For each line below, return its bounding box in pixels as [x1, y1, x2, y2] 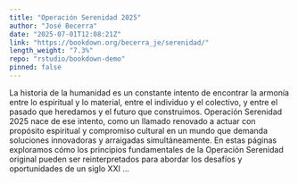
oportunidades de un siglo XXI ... [9, 162, 130, 174]
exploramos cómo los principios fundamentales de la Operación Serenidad [9, 144, 284, 154]
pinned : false [9, 63, 62, 72]
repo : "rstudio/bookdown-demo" [9, 54, 126, 63]
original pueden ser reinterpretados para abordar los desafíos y [9, 154, 243, 164]
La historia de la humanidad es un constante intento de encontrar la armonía [9, 87, 290, 98]
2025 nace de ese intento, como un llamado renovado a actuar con [9, 115, 256, 126]
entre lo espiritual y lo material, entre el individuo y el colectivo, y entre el [9, 96, 278, 107]
